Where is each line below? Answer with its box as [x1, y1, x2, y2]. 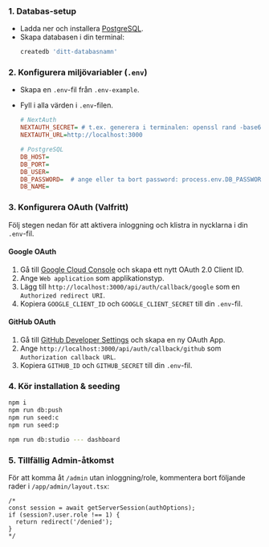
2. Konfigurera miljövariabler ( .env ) [8, 67, 148, 78]
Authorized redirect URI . [19, 290, 106, 300]
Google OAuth [8, 247, 57, 257]
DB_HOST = [19, 152, 50, 161]
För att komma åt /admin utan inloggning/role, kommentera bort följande [8, 473, 246, 483]
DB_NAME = [19, 183, 50, 191]
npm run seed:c [8, 414, 59, 422]
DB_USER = [19, 168, 50, 176]
